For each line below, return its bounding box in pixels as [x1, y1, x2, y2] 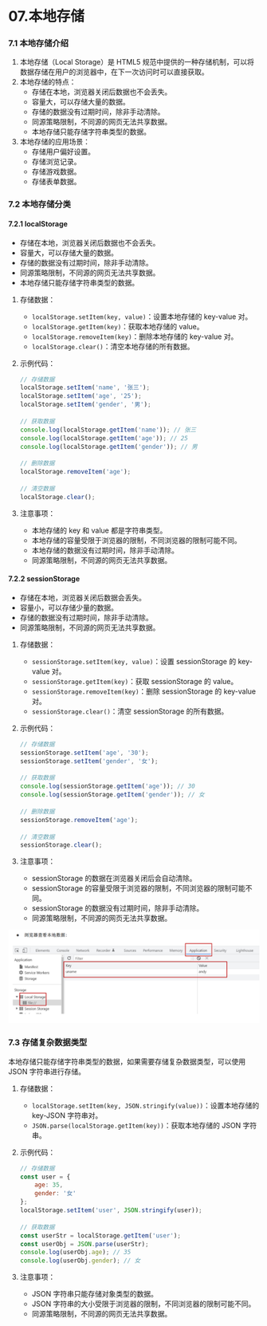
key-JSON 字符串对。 [31, 1110, 103, 1120]
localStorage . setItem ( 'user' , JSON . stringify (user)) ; [19, 1206, 203, 1214]
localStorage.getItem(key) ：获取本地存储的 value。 [31, 321, 205, 331]
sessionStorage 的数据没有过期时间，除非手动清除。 [31, 903, 204, 913]
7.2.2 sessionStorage [8, 574, 80, 584]
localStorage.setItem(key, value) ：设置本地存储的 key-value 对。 [31, 312, 253, 321]
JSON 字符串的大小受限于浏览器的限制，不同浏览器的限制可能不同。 [31, 1299, 256, 1308]
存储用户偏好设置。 [31, 147, 96, 156]
